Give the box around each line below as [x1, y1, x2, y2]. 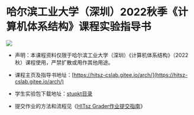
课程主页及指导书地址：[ [14, 71, 74, 78]
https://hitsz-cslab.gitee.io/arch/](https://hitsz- [73, 71, 188, 78]
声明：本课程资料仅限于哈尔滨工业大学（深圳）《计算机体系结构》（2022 [14, 51, 189, 59]
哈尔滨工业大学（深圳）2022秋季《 [6, 5, 178, 19]
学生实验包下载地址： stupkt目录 [14, 90, 93, 97]
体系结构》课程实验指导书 [27, 20, 152, 33]
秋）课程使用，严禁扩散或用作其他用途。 [14, 59, 114, 66]
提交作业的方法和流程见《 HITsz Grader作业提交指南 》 [14, 102, 146, 109]
